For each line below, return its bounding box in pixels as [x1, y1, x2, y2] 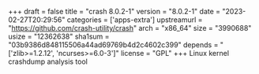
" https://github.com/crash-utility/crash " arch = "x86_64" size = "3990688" [8, 24, 252, 32]
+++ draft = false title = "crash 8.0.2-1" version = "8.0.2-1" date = [8, 7, 221, 16]
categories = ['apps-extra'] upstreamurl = [66, 15, 203, 24]
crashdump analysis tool [8, 57, 88, 66]
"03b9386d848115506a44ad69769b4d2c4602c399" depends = [8, 40, 219, 50]
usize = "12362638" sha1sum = [8, 31, 110, 41]
